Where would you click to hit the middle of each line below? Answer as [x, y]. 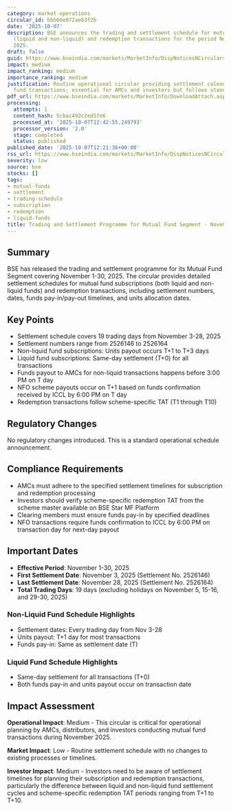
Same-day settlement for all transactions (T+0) [83, 677]
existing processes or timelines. [52, 758]
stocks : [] [23, 173]
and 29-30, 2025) [42, 597]
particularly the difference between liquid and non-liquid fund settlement [110, 785]
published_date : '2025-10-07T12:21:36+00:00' [73, 148]
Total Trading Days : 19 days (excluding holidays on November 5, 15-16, [118, 589]
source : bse [24, 167]
